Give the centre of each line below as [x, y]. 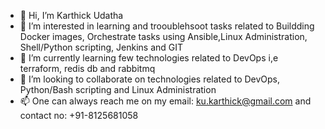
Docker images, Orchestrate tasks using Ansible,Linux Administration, [163, 36]
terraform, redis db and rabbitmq [87, 68]
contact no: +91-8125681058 [79, 115]
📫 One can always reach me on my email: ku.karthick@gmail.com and [165, 101]
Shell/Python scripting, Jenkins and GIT [101, 47]
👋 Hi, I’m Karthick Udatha [71, 15]
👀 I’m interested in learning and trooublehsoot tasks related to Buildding [167, 26]
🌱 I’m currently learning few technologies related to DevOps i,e [149, 58]
